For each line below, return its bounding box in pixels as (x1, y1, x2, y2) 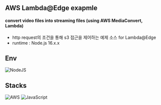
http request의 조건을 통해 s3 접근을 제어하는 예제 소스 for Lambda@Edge (12, 34, 157, 40)
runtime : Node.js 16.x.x (12, 40, 60, 46)
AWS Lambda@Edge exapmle (5, 4, 98, 12)
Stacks (5, 81, 27, 90)
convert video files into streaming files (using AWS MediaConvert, (5, 17, 143, 24)
